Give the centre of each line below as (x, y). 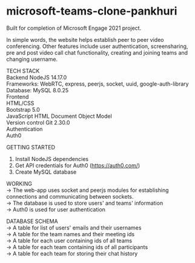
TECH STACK (23, 70)
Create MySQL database (46, 172)
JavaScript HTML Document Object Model (59, 116)
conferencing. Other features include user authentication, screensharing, (97, 46)
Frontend (18, 97)
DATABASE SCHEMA (32, 221)
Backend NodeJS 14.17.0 (37, 77)
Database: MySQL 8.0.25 (38, 90)
